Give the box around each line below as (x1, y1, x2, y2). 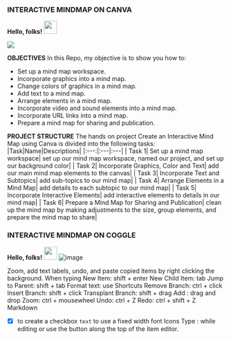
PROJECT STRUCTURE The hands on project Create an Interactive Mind (7, 132, 214, 141)
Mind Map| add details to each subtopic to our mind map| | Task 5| (7, 184, 197, 192)
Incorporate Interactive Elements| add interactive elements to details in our (7, 191, 220, 199)
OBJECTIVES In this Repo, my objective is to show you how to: (7, 54, 187, 62)
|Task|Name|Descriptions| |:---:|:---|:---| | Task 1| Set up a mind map (7, 147, 204, 155)
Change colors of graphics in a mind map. (17, 82, 137, 91)
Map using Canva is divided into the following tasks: (7, 140, 156, 148)
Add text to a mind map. (17, 89, 86, 98)
